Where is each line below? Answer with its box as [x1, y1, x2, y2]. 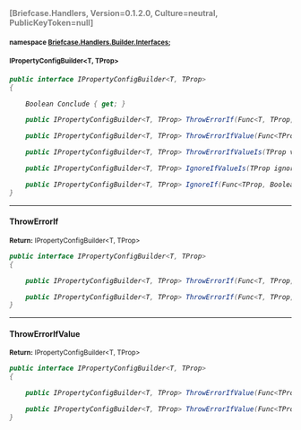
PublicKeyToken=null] [9, 17, 94, 28]
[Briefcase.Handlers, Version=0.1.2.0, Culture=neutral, [9, 8, 219, 18]
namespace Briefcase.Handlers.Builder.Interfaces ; [9, 38, 171, 47]
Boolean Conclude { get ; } [25, 99, 126, 108]
